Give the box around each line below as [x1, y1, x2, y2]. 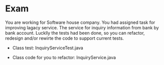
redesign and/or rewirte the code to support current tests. [5, 35, 124, 41]
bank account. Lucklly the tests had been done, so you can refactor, [5, 30, 145, 36]
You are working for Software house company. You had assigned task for [5, 19, 156, 25]
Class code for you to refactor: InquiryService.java [12, 54, 116, 60]
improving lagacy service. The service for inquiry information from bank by [5, 24, 159, 30]
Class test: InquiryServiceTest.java [12, 45, 83, 51]
